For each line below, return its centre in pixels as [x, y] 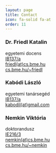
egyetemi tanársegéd [27, 94]
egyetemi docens [23, 53]
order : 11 [16, 24]
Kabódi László [23, 83]
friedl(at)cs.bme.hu [25, 64]
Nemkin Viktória [26, 118]
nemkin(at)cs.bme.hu [27, 140]
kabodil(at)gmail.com [27, 105]
